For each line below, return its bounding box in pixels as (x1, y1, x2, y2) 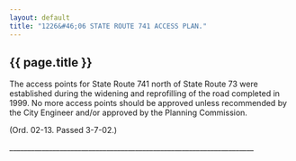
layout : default (9, 13, 70, 22)
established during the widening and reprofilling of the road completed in (9, 88, 281, 99)
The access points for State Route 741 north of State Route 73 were (9, 78, 258, 90)
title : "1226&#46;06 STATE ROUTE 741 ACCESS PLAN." (9, 22, 207, 31)
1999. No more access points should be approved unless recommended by (9, 98, 288, 109)
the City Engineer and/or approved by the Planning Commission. (9, 107, 247, 118)
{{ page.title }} (9, 55, 93, 70)
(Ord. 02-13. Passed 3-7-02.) (9, 125, 118, 136)
